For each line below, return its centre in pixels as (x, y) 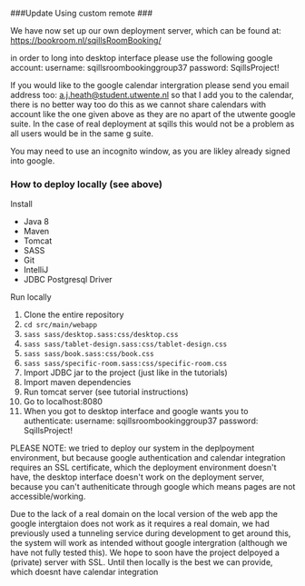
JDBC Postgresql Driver (68, 280)
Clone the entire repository (74, 315)
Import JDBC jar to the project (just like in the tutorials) (125, 372)
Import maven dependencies (77, 382)
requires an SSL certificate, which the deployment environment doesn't (143, 468)
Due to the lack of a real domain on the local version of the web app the (144, 514)
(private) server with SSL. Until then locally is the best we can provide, (142, 562)
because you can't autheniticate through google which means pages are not (153, 487)
